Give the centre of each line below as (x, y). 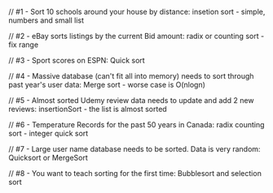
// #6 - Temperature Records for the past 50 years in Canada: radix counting (136, 124)
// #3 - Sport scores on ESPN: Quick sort (77, 60)
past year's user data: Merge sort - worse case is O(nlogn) (107, 85)
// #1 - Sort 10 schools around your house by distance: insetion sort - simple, (137, 12)
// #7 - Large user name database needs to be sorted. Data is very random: (134, 149)
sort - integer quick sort (48, 133)
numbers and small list (46, 20)
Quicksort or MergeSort (48, 158)
